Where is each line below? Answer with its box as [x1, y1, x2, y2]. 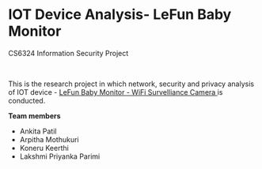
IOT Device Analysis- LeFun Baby [8, 6, 232, 24]
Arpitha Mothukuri [19, 134, 79, 144]
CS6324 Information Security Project [8, 48, 129, 58]
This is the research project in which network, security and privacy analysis [8, 79, 255, 88]
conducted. [8, 96, 46, 105]
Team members [8, 111, 61, 120]
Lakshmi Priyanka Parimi [19, 152, 101, 161]
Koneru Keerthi [19, 143, 69, 152]
